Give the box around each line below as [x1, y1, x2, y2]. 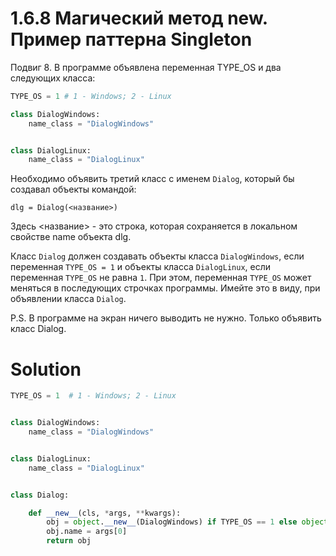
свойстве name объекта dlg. [10, 231, 132, 243]
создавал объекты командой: [10, 183, 137, 196]
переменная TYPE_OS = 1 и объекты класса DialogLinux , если [10, 261, 272, 273]
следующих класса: [10, 72, 96, 84]
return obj [46, 536, 92, 546]
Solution [10, 358, 82, 381]
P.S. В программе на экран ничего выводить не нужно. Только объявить [10, 312, 322, 324]
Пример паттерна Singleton [10, 28, 253, 51]
